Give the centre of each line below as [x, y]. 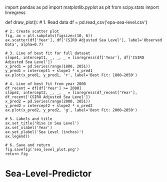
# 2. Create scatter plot [32, 31]
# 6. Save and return [28, 145]
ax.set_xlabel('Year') [29, 127]
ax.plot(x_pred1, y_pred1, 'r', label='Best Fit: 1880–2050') [71, 75]
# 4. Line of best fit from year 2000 [45, 84]
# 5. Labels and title [29, 119]
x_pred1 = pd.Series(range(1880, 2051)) [48, 66]
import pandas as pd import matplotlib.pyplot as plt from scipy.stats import [82, 7]
